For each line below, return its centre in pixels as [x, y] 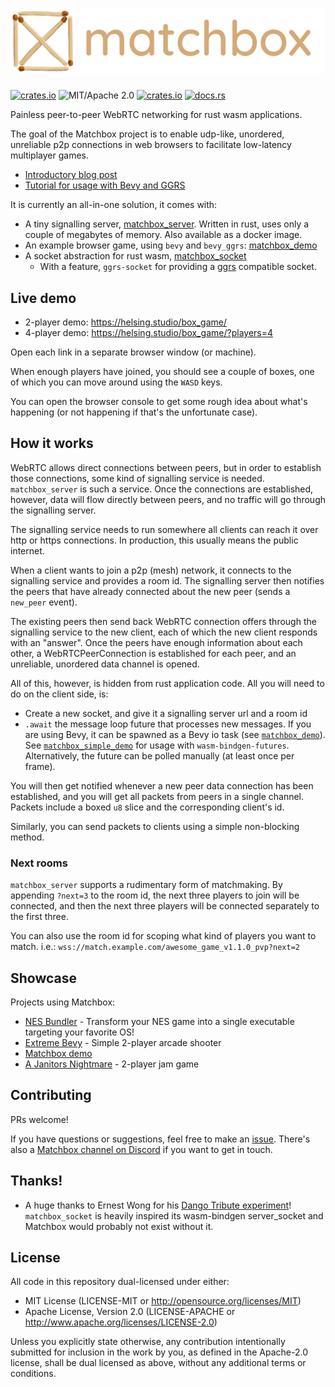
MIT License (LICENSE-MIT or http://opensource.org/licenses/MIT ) [163, 1301]
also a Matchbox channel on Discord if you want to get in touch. [141, 1149]
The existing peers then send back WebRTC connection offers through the [163, 621]
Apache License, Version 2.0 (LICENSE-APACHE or [130, 1312]
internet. [27, 550]
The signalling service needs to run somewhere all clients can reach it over [164, 529]
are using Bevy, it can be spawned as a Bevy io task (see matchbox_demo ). [175, 734]
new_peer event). [44, 602]
